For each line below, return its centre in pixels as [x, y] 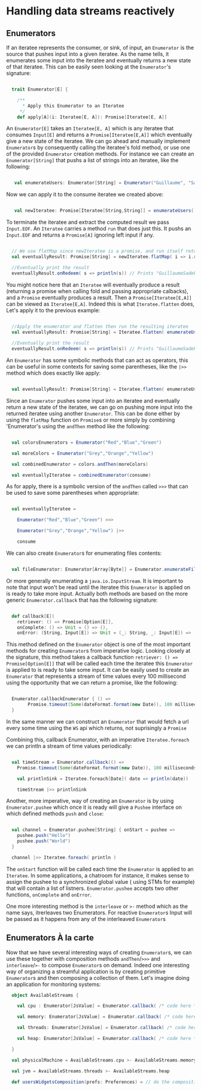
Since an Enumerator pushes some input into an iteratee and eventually [93, 400]
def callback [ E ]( [33, 616]
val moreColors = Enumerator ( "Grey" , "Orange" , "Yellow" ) [83, 453]
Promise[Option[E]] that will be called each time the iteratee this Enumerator [100, 663]
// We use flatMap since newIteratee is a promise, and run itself [98, 251]
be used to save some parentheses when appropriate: [73, 493]
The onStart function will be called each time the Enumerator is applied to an [100, 869]
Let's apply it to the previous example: [53, 310]
